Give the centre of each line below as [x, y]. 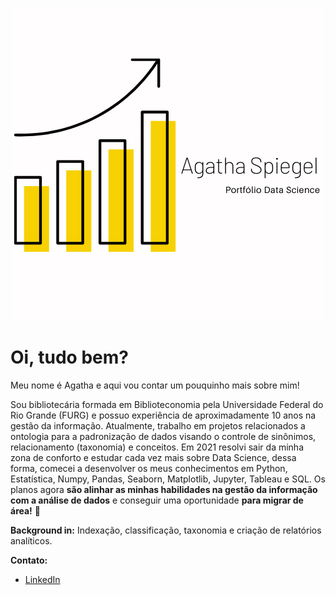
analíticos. [31, 540]
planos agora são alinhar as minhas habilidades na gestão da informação [164, 489]
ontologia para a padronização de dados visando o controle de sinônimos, [163, 436]
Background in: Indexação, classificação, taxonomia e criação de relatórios [166, 530]
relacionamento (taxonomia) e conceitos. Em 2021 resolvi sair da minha [157, 447]
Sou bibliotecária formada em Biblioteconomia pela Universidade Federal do [167, 404]
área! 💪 [25, 510]
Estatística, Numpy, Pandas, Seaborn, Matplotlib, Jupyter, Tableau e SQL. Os [168, 479]
